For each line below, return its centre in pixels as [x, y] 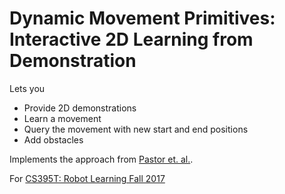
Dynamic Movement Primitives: [142, 18]
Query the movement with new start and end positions [136, 129]
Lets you [27, 88]
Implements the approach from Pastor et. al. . [101, 159]
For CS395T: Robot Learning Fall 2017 [87, 178]
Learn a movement [62, 118]
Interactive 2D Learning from [131, 39]
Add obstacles [53, 139]
